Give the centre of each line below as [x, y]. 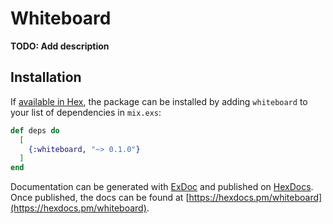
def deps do [35, 130]
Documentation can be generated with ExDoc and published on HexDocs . [162, 187]
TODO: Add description [60, 46]
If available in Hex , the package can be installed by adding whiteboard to [159, 101]
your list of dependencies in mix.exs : [86, 112]
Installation [46, 77]
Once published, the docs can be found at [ [100, 198]
